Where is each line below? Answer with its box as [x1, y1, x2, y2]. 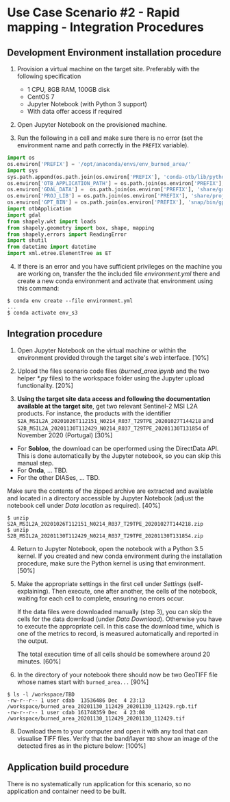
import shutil [7, 237, 48, 244]
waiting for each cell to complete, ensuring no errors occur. [16, 594, 185, 603]
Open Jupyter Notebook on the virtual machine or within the [16, 346, 187, 354]
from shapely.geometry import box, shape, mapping [7, 224, 155, 231]
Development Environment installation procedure [7, 47, 222, 58]
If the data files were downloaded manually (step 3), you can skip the [16, 607, 212, 616]
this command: [16, 284, 60, 292]
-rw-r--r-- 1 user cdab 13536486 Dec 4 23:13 [7, 697, 146, 704]
